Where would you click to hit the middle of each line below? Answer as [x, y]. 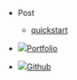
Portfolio [42, 48]
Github [38, 67]
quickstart [49, 30]
